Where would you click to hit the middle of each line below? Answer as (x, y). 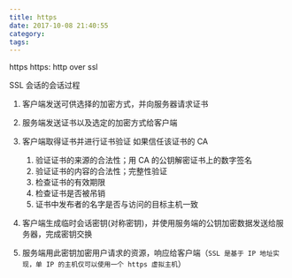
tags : (19, 42)
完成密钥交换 (69, 234)
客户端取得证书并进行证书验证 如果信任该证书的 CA (115, 141)
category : (27, 34)
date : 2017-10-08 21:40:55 (59, 26)
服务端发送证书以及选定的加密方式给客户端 (100, 123)
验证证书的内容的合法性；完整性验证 (101, 171)
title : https (33, 17)
